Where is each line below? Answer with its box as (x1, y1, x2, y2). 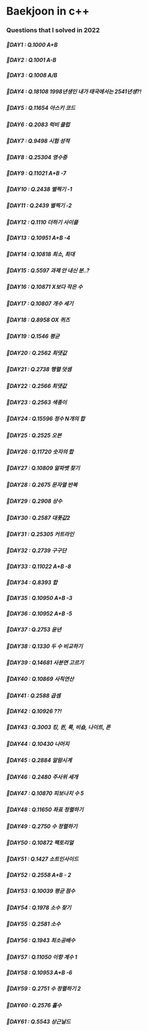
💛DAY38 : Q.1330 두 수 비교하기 (6, 643, 83, 650)
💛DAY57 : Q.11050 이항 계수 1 (6, 953, 77, 960)
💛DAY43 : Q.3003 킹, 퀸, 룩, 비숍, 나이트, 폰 (6, 723, 111, 731)
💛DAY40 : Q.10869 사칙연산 (6, 675, 74, 683)
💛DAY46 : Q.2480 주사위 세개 (6, 773, 79, 781)
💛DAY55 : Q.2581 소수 (6, 920, 61, 928)
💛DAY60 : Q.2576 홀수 (6, 1001, 62, 1009)
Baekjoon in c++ (6, 4, 89, 18)
